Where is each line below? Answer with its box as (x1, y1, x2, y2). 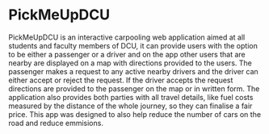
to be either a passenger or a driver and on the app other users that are (8, 49, 246, 59)
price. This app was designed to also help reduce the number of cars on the (8, 109, 261, 119)
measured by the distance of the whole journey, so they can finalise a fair (8, 101, 253, 111)
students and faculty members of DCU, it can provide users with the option (8, 40, 258, 50)
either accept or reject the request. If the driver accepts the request (8, 75, 233, 85)
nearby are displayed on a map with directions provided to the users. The (8, 58, 252, 68)
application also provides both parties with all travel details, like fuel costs (8, 92, 254, 102)
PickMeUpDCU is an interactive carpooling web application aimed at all (8, 32, 246, 42)
